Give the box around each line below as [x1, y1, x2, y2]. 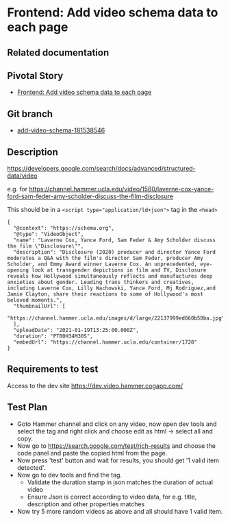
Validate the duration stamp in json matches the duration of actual [27, 478, 214, 486]
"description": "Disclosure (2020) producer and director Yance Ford [13, 249, 216, 256]
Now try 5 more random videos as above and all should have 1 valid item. [16, 507, 223, 515]
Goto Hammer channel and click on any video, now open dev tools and [16, 420, 217, 428]
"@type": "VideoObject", [13, 231, 84, 238]
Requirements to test [7, 364, 99, 375]
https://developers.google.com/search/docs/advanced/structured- [7, 165, 196, 173]
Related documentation [7, 47, 110, 58]
